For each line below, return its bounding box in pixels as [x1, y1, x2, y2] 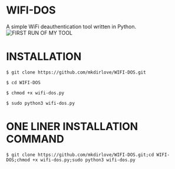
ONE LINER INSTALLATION [6, 120, 138, 133]
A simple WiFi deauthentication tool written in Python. [6, 23, 137, 30]
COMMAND [6, 132, 64, 146]
